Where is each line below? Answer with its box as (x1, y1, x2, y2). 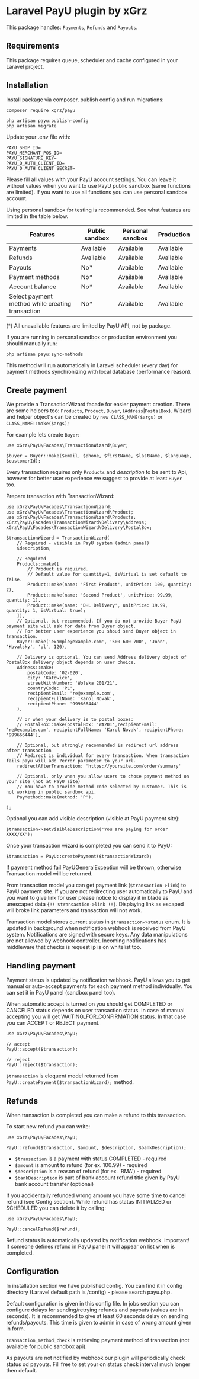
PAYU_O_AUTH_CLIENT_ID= (6, 160, 65, 166)
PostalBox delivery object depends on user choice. (6, 659, 136, 666)
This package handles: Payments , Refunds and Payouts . (6, 24, 138, 31)
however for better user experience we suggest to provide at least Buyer (6, 475, 182, 482)
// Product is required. (27, 566, 89, 572)
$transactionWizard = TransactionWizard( (6, 535, 110, 541)
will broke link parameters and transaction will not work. (6, 907, 143, 914)
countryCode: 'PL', (27, 685, 76, 691)
